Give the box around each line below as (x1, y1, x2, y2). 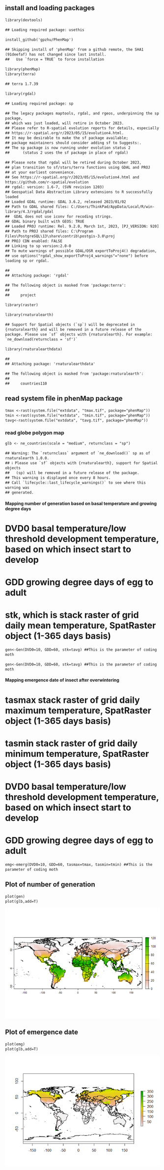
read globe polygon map (5, 429, 65, 436)
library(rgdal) (5, 91, 36, 96)
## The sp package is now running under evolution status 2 (5, 145, 131, 150)
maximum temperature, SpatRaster (5, 705, 151, 716)
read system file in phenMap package (5, 394, 123, 403)
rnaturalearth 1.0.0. (5, 455, 50, 461)
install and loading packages (5, 4, 95, 12)
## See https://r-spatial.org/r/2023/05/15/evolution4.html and (5, 174, 139, 180)
